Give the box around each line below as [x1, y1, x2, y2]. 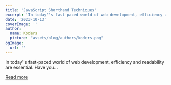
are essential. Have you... [5, 64, 59, 70]
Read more [5, 74, 28, 80]
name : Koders [10, 31, 38, 36]
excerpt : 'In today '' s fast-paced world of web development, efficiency [5, 12, 163, 17]
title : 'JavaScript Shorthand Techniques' [5, 7, 97, 13]
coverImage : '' [5, 21, 38, 27]
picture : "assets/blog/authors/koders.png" [10, 36, 103, 41]
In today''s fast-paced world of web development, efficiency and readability [5, 59, 164, 65]
